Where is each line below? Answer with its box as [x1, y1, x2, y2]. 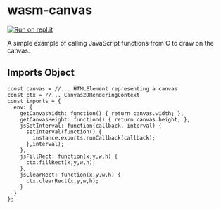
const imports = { [7, 97, 61, 104]
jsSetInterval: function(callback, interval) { [20, 122, 162, 129]
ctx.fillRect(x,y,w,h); [25, 159, 96, 166]
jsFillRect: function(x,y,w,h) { [20, 153, 118, 160]
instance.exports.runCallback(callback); [32, 134, 156, 142]
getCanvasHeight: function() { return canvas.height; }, [20, 116, 191, 123]
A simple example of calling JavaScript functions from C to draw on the [7, 39, 215, 47]
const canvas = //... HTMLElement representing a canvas [7, 85, 178, 93]
